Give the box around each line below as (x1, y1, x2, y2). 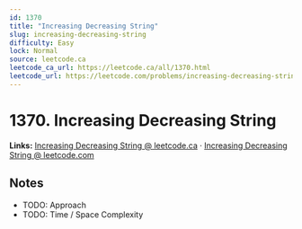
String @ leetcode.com (9, 149, 94, 160)
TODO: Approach (22, 199, 87, 210)
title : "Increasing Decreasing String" (9, 22, 159, 31)
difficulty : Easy (9, 38, 75, 48)
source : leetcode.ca (9, 55, 87, 64)
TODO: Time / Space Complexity (22, 208, 144, 220)
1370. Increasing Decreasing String (9, 110, 277, 130)
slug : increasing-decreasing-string (9, 30, 147, 39)
